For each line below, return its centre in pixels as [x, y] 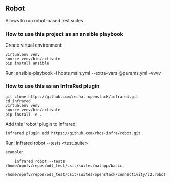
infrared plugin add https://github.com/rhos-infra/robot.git [73, 133]
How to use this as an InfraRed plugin [52, 86]
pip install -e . [24, 115]
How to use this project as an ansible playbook [64, 34]
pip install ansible [27, 63]
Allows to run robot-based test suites [44, 20]
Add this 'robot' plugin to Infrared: [41, 124]
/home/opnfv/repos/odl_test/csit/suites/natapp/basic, [65, 166]
